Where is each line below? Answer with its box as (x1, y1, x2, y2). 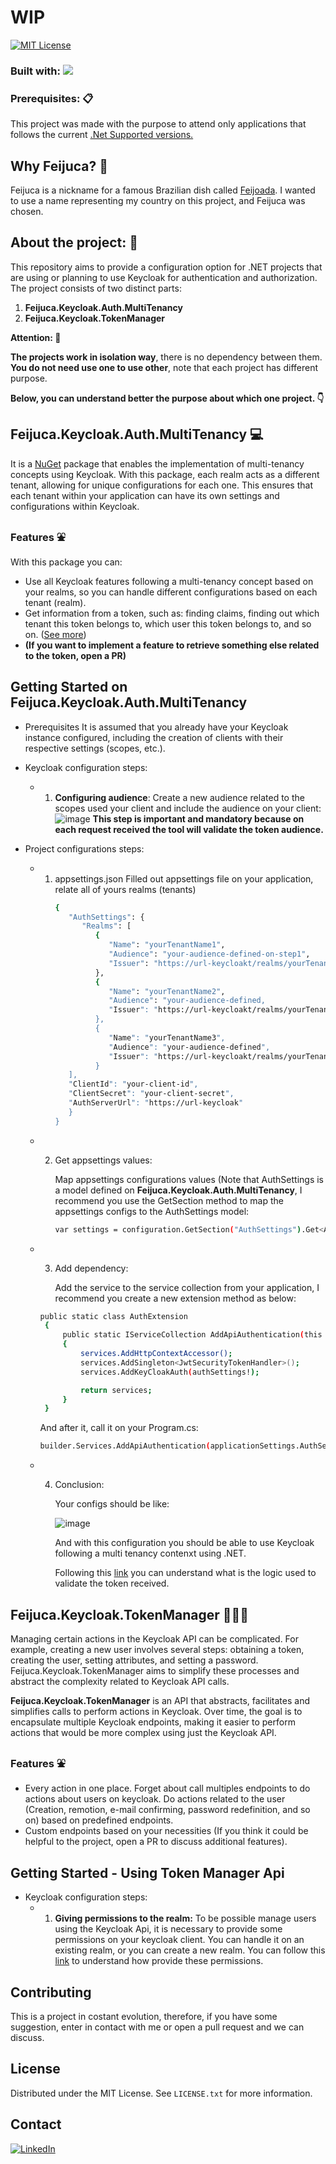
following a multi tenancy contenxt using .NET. (54, 1547, 247, 1560)
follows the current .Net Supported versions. (10, 129, 194, 141)
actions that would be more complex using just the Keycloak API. (10, 1727, 277, 1739)
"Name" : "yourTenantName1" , (108, 940, 226, 950)
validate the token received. (54, 1577, 170, 1590)
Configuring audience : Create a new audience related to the (54, 791, 305, 803)
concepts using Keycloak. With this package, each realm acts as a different (10, 468, 320, 480)
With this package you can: (10, 556, 123, 568)
